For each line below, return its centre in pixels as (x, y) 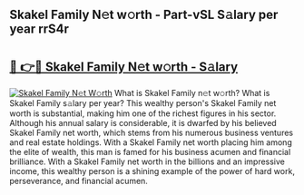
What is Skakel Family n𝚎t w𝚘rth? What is (192, 93)
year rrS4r (39, 29)
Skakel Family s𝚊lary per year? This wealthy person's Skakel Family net (143, 103)
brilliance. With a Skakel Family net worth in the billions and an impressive (147, 161)
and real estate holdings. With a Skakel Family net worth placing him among (151, 142)
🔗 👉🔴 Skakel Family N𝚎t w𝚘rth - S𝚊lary (124, 67)
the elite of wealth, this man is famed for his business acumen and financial (150, 152)
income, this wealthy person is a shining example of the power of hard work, (152, 171)
